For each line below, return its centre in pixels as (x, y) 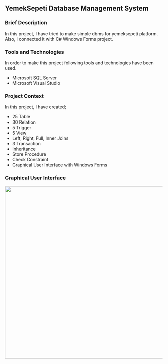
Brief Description (26, 23)
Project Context (24, 96)
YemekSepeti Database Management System (77, 8)
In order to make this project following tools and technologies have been (79, 63)
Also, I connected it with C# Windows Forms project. (59, 39)
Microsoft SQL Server (35, 78)
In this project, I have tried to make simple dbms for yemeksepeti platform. (82, 33)
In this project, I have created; (36, 107)
